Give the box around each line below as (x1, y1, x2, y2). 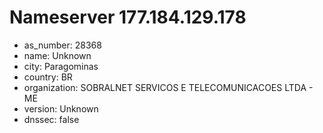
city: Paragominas (23, 60, 99, 72)
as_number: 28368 (23, 39, 102, 51)
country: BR (23, 71, 73, 83)
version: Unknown (23, 102, 99, 115)
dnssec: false (23, 113, 80, 125)
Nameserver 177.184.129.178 (9, 6, 247, 29)
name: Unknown (23, 49, 92, 61)
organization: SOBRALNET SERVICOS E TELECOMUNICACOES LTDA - (23, 81, 314, 93)
